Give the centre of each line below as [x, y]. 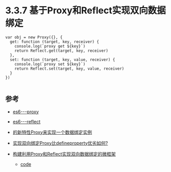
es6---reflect [27, 121]
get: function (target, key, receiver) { [55, 41]
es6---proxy [26, 112]
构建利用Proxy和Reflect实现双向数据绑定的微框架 [64, 154]
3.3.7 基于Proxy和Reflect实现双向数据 [86, 10]
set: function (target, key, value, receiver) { [63, 59]
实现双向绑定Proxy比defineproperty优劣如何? [60, 143]
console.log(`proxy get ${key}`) [50, 46]
